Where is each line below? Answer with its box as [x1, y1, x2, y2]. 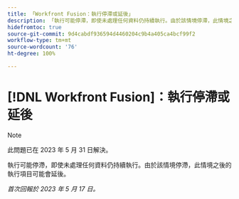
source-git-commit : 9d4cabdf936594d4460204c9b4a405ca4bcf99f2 [7, 30, 196, 38]
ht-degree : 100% [7, 50, 55, 58]
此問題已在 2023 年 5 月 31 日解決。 [7, 145, 112, 154]
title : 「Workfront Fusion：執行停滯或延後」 [7, 10, 134, 18]
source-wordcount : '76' [7, 43, 78, 50]
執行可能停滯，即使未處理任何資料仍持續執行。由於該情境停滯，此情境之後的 [7, 161, 232, 169]
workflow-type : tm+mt [7, 37, 72, 44]
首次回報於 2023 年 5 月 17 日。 [7, 184, 100, 193]
